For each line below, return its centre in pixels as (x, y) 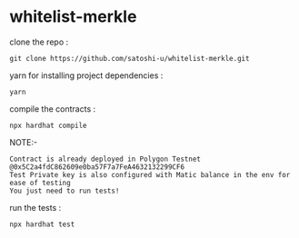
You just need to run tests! (65, 191)
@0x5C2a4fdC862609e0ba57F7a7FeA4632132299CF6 (97, 167)
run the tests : (35, 207)
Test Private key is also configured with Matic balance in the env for (150, 174)
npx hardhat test (42, 224)
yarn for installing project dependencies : (86, 75)
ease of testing (40, 183)
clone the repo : (39, 42)
